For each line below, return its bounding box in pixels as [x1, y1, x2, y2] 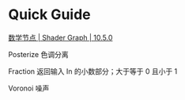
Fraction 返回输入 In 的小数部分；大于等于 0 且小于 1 [8, 66, 178, 76]
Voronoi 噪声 [8, 83, 50, 93]
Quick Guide [8, 6, 91, 24]
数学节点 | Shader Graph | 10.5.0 [8, 33, 113, 42]
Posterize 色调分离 [8, 49, 69, 59]
